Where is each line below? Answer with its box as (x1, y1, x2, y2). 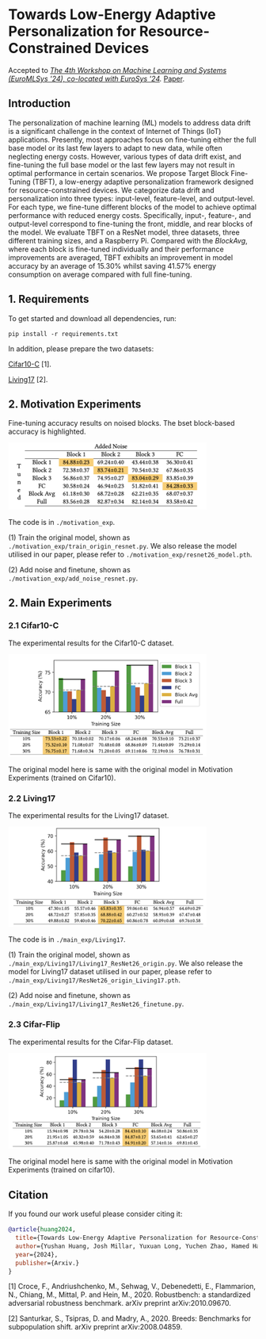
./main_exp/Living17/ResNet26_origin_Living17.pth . (8, 975, 180, 985)
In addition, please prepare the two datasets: (8, 343, 154, 354)
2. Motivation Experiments (8, 397, 142, 411)
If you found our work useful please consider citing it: (8, 1209, 183, 1218)
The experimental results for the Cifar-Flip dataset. (8, 1037, 173, 1046)
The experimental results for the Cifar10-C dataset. (8, 638, 174, 648)
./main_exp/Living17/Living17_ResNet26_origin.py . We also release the (8, 958, 243, 968)
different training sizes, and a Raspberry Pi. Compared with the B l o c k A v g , (8, 235, 248, 245)
